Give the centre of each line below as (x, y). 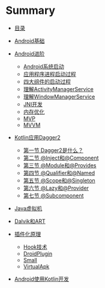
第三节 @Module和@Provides (60, 165)
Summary (30, 11)
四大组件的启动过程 (47, 82)
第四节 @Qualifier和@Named (59, 173)
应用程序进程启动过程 (49, 74)
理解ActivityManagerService (58, 89)
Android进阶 (29, 53)
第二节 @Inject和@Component (61, 158)
